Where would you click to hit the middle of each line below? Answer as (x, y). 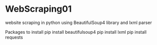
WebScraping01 (39, 9)
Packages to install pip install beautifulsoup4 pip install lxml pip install (76, 32)
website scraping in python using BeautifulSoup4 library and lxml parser (78, 22)
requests (14, 37)
